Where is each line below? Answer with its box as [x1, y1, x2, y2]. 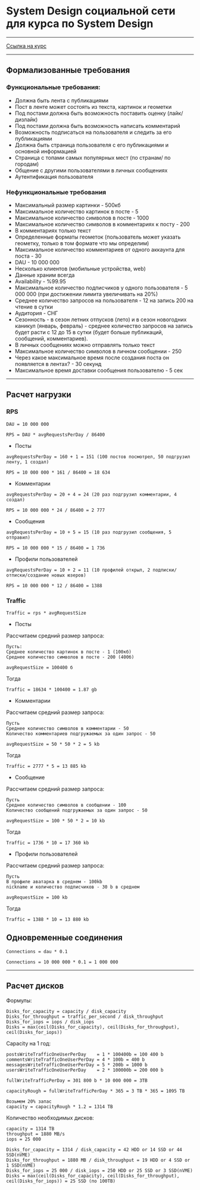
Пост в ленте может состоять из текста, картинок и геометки [14, 103, 172, 110]
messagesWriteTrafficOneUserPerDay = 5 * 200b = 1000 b [6, 1061, 148, 1068]
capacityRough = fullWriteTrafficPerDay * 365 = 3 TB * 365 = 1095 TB [6, 1088, 185, 1094]
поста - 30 [14, 252, 42, 260]
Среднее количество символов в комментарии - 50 [6, 725, 129, 731]
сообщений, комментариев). [14, 335, 88, 342]
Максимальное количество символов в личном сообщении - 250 [14, 347, 182, 355]
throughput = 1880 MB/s [6, 1131, 65, 1137]
